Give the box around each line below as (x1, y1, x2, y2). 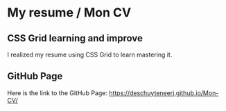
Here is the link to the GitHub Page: (7, 88, 107, 97)
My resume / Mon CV (7, 5, 132, 21)
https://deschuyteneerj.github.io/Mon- (108, 88, 219, 97)
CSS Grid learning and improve (7, 32, 144, 44)
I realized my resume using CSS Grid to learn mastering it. (7, 50, 173, 59)
